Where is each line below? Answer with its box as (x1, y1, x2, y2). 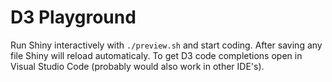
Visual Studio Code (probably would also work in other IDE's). (10, 60, 265, 72)
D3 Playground (10, 6, 137, 29)
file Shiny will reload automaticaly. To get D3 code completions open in (10, 49, 303, 61)
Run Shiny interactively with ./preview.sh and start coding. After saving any (10, 39, 323, 51)
